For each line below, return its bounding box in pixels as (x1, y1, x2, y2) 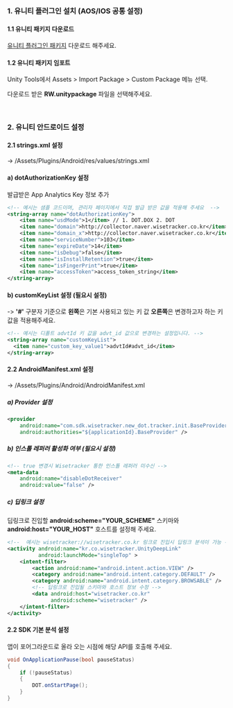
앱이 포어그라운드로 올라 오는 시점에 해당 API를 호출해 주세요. (7, 642, 172, 650)
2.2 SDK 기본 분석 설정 (7, 625, 69, 634)
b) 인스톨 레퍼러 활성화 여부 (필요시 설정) (7, 444, 116, 453)
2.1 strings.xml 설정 (7, 141, 63, 149)
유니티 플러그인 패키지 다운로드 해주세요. (7, 42, 116, 50)
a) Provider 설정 (7, 397, 53, 406)
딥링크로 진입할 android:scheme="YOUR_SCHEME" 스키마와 (7, 517, 180, 525)
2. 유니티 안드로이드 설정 (7, 123, 85, 132)
